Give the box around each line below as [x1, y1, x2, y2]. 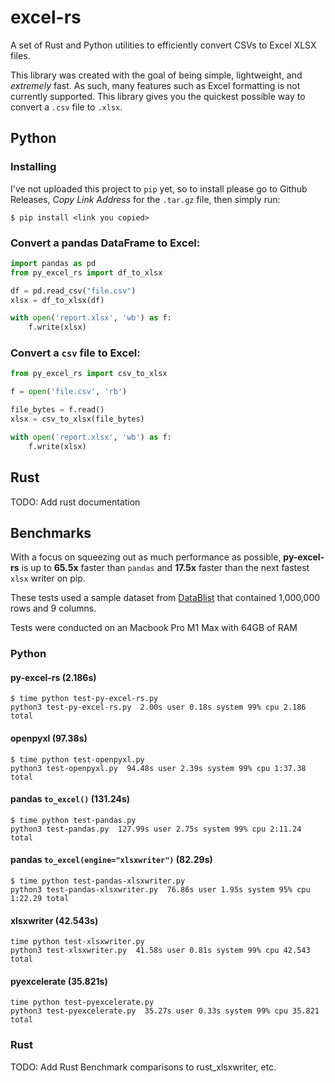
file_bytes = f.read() [10, 405, 105, 415]
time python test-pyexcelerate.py [10, 997, 155, 1008]
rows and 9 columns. [10, 602, 97, 615]
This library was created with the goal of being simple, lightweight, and [10, 69, 303, 81]
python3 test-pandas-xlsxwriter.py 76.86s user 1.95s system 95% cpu [10, 885, 311, 895]
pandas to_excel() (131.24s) [10, 793, 131, 805]
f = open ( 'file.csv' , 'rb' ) [10, 387, 128, 397]
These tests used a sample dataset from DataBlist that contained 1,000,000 [10, 592, 321, 604]
